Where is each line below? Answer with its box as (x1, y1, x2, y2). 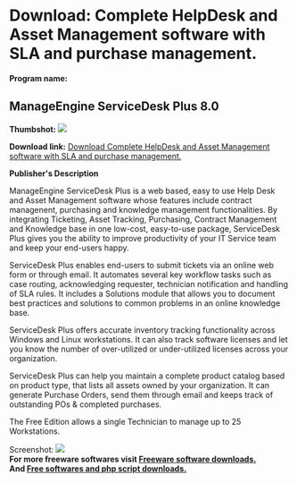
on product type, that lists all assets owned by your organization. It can (9, 379, 270, 390)
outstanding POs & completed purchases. (9, 399, 162, 410)
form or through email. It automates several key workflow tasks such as (9, 269, 272, 280)
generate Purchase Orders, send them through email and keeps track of (9, 389, 274, 400)
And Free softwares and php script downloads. (9, 462, 187, 474)
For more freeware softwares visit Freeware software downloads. (9, 453, 257, 464)
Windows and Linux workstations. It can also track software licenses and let (9, 334, 288, 344)
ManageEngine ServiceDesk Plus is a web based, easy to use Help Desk (9, 185, 276, 196)
